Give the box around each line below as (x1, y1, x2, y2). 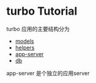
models (15, 37, 34, 45)
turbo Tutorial (6, 4, 78, 18)
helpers (15, 44, 35, 51)
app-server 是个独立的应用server (6, 69, 90, 77)
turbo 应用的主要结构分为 (6, 25, 70, 32)
